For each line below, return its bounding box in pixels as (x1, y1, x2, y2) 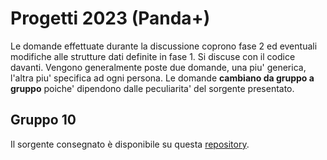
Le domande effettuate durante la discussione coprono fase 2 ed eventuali (10, 40, 318, 52)
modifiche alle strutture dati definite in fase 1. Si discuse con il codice (10, 50, 296, 62)
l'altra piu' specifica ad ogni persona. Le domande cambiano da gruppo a (10, 72, 315, 84)
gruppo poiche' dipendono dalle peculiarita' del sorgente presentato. (10, 82, 295, 94)
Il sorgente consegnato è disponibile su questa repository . (10, 138, 250, 150)
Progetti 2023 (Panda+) (10, 7, 211, 30)
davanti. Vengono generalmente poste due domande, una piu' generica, (10, 61, 307, 73)
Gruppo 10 (10, 112, 77, 129)
